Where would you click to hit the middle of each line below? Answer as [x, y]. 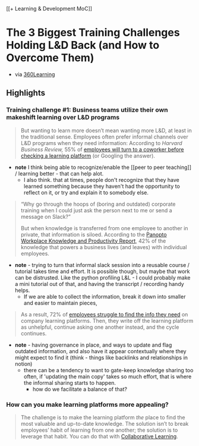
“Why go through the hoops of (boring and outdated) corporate [98, 204]
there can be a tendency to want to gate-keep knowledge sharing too [108, 370]
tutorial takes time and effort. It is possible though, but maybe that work [102, 271]
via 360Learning [35, 74]
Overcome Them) [50, 58]
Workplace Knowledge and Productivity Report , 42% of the [93, 241]
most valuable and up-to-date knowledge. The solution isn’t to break [105, 423]
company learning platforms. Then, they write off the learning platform [107, 321]
